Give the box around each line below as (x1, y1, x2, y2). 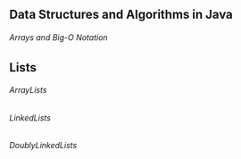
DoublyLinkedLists (9, 140, 78, 151)
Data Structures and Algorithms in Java (9, 7, 234, 22)
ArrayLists (9, 85, 47, 96)
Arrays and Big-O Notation (9, 31, 109, 43)
